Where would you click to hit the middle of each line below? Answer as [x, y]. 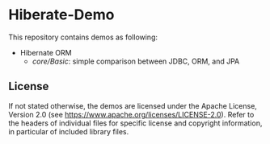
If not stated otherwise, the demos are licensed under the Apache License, [133, 105]
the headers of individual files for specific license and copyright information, [135, 123]
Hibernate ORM [46, 52]
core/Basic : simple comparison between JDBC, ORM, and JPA [136, 61]
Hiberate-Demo [61, 15]
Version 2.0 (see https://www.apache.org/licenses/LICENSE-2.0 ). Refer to [131, 114]
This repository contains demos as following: [83, 37]
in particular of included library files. [69, 131]
